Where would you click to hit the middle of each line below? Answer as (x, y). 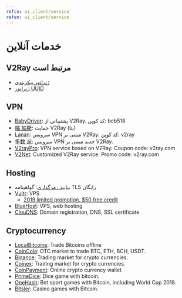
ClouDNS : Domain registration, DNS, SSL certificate (77, 212)
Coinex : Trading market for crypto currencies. (70, 263)
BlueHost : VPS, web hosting (48, 206)
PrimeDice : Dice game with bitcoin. (57, 276)
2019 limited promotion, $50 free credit (71, 200)
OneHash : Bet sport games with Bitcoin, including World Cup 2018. (95, 282)
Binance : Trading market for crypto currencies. (71, 257)
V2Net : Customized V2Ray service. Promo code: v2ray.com (87, 154)
